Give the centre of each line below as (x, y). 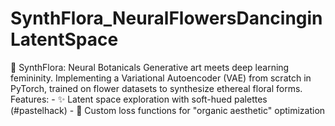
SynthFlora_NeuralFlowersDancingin (166, 18)
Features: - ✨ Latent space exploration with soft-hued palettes (139, 99)
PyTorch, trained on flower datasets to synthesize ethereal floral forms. (156, 88)
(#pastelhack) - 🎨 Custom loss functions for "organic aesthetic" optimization (168, 110)
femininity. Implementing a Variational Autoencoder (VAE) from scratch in (161, 78)
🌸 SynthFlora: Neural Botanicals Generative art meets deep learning (150, 67)
